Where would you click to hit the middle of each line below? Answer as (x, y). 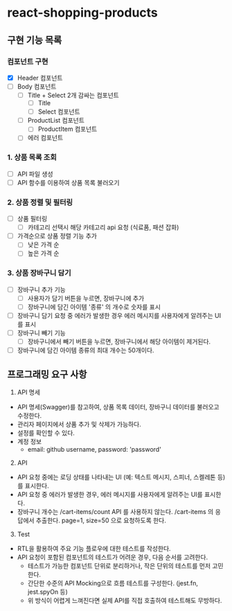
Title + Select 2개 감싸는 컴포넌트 (73, 95)
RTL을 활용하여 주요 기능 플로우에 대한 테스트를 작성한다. (94, 548)
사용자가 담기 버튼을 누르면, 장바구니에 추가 (86, 298)
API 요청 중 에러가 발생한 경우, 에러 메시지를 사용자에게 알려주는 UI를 (110, 494)
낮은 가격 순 (43, 245)
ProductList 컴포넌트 (56, 121)
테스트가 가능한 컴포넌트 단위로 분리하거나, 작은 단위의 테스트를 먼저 (119, 565)
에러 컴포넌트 (45, 138)
